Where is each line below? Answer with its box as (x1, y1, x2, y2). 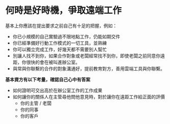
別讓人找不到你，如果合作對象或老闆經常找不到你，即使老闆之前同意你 (12, 52, 161, 59)
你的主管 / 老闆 (20, 100, 52, 106)
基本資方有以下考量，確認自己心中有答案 (5, 76, 90, 82)
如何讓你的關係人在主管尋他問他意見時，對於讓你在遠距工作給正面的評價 (12, 93, 165, 100)
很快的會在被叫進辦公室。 (26, 59, 80, 65)
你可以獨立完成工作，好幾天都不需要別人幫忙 (12, 46, 107, 52)
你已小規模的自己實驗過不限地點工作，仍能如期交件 (12, 33, 120, 39)
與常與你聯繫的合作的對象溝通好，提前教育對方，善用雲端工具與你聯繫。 (12, 65, 165, 72)
